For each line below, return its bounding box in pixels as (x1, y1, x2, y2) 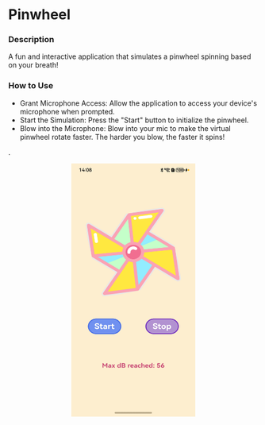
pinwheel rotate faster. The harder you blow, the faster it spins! (19, 132, 225, 141)
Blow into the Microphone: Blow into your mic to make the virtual (19, 123, 232, 133)
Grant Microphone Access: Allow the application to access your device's (19, 98, 258, 108)
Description (8, 34, 55, 45)
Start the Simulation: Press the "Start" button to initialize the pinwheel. (19, 115, 249, 125)
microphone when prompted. (19, 106, 115, 116)
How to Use (8, 80, 54, 91)
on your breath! (8, 60, 59, 70)
